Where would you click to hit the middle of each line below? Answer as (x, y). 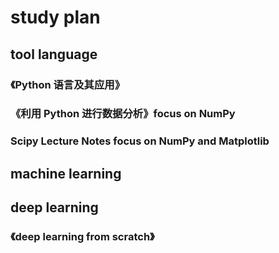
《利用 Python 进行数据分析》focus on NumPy (123, 114)
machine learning (66, 173)
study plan (55, 17)
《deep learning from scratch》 (82, 237)
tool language (54, 54)
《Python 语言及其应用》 (68, 84)
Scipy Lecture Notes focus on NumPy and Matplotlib (140, 141)
